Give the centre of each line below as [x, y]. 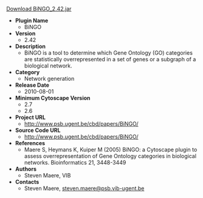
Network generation [49, 79]
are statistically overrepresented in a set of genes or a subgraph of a [110, 59]
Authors [26, 169]
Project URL [30, 117]
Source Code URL [38, 130]
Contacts [27, 182]
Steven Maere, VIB [47, 175]
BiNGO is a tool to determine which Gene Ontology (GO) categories [108, 53]
